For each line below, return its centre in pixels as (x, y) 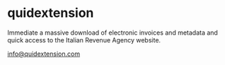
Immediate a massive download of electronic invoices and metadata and (112, 32)
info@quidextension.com (44, 54)
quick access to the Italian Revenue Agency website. (84, 40)
